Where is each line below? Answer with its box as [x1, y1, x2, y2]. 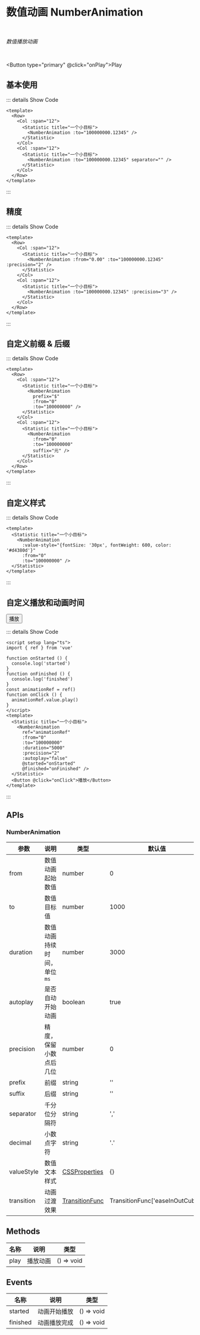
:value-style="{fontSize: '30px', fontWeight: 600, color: [21, 542, 171, 548]
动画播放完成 [37, 1319, 74, 1327]
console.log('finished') [11, 676, 73, 682]
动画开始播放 [37, 1308, 74, 1316]
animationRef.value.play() [11, 697, 79, 703]
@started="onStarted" [21, 761, 76, 767]
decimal [9, 1138, 32, 1146]
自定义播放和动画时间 [6, 598, 85, 608]
